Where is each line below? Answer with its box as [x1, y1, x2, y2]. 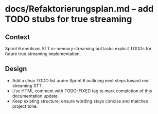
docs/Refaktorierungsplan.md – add [5, 3, 154, 14]
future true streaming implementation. [5, 51, 81, 57]
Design [5, 65, 27, 73]
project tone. [12, 103, 38, 109]
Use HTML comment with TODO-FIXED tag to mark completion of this [12, 88, 152, 94]
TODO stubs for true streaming [5, 14, 132, 25]
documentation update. [12, 93, 59, 99]
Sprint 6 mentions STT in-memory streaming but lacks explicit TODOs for [5, 46, 152, 51]
